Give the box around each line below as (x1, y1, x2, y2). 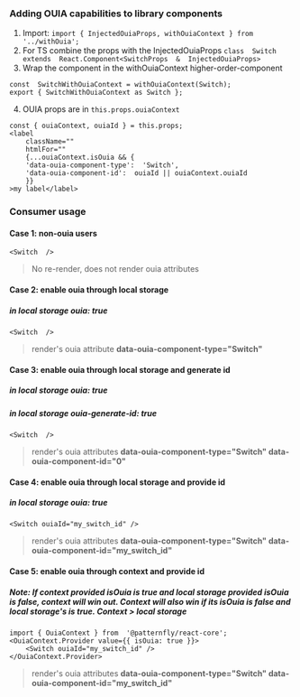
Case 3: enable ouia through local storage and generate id (9, 364, 232, 375)
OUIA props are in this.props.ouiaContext (22, 104, 180, 115)
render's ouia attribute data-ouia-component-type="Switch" (31, 343, 263, 354)
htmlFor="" (25, 145, 67, 154)
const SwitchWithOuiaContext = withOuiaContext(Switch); (9, 80, 232, 89)
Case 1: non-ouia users (9, 228, 97, 238)
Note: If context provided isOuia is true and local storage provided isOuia (9, 586, 289, 598)
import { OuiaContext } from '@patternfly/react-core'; (9, 628, 228, 638)
